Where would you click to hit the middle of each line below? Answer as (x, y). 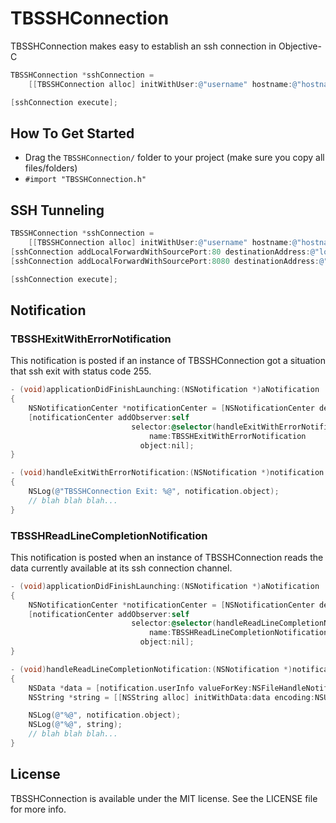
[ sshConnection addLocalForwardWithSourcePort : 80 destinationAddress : (160, 252)
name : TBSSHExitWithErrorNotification (227, 436)
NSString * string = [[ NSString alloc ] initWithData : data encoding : (171, 697)
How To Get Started (72, 133)
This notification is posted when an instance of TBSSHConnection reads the (167, 557)
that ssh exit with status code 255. (81, 371)
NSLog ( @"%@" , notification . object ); (105, 715)
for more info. (38, 809)
